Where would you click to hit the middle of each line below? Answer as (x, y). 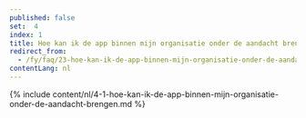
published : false (42, 18)
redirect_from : (38, 52)
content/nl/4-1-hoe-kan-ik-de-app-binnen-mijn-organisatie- (166, 94)
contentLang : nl (40, 69)
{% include (30, 94)
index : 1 (26, 34)
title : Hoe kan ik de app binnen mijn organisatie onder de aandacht (144, 43)
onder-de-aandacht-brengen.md (71, 103)
